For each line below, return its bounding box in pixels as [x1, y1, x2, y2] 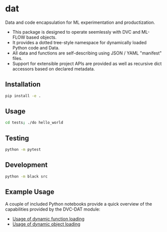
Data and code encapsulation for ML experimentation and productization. [5, 19, 156, 25]
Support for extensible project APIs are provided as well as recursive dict [12, 60, 162, 66]
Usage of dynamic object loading [12, 221, 81, 227]
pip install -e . [5, 93, 41, 98]
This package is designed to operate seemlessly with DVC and [12, 29, 141, 35]
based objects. [26, 34, 57, 40]
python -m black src [5, 174, 48, 179]
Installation [5, 80, 41, 89]
